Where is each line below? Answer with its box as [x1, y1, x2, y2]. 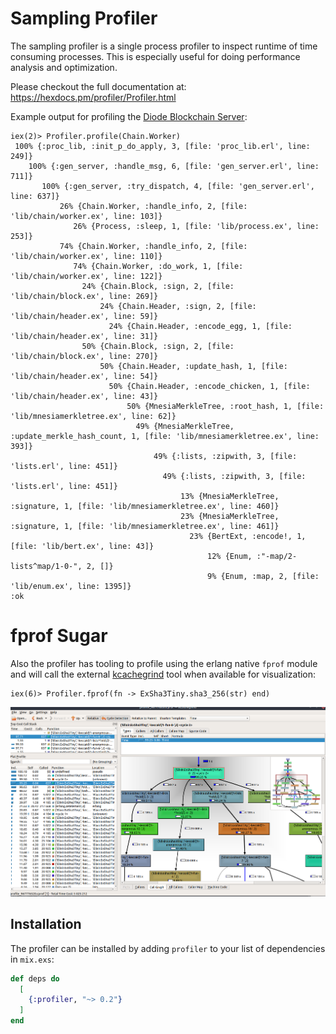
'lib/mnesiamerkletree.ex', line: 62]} [10, 411, 177, 421]
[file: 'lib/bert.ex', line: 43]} [10, 541, 155, 551]
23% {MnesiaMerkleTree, [180, 511, 280, 521]
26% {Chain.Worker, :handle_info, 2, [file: [59, 201, 248, 211]
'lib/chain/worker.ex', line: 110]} [10, 251, 163, 261]
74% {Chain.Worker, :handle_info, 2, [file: [59, 241, 248, 251]
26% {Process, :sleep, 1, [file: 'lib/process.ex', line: [73, 221, 320, 231]
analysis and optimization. [10, 61, 118, 73]
